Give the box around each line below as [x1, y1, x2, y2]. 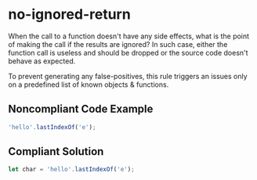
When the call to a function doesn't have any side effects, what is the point [8, 31, 249, 41]
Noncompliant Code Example [8, 103, 154, 116]
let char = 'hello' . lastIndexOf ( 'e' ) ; [8, 166, 135, 174]
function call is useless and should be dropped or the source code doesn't [8, 48, 248, 57]
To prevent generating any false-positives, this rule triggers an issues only [8, 71, 248, 81]
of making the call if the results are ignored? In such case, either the [8, 39, 228, 49]
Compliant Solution [8, 145, 104, 158]
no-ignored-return [8, 5, 131, 23]
